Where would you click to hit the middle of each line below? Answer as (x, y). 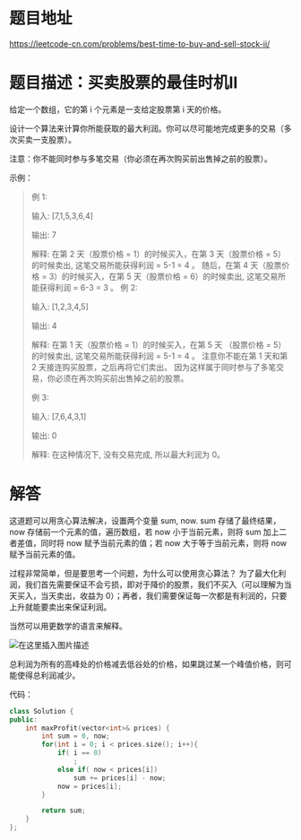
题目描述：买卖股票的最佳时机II (124, 83)
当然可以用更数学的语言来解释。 (68, 626)
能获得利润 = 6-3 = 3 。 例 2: (84, 287)
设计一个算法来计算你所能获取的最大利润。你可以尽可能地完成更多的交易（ (146, 128)
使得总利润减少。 (48, 675)
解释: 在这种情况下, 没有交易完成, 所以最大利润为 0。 (128, 455)
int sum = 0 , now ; (76, 736)
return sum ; (64, 811)
